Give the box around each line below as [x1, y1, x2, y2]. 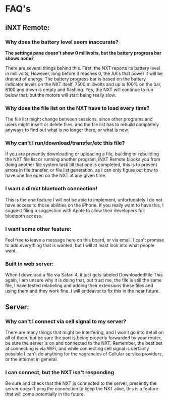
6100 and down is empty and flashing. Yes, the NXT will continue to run [5, 87, 154, 93]
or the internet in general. [5, 356, 58, 363]
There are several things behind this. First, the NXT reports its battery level [5, 65, 160, 71]
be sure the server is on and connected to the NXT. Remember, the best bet [5, 340, 163, 346]
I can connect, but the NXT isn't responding [5, 369, 115, 376]
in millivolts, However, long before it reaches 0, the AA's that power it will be [5, 70, 163, 76]
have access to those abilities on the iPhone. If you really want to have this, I [5, 202, 164, 208]
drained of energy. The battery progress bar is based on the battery [5, 75, 146, 82]
